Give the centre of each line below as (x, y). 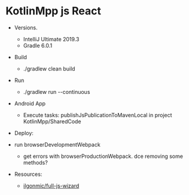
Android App (30, 103)
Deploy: (24, 133)
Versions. (26, 28)
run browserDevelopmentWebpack (57, 144)
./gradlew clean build (49, 68)
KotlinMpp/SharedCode (52, 121)
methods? (36, 162)
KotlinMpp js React (54, 11)
